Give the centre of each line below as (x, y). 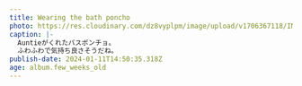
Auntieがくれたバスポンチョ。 (67, 43)
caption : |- (31, 34)
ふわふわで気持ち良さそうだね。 (68, 51)
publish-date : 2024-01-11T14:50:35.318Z (86, 59)
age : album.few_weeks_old (58, 68)
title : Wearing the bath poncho (70, 17)
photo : (22, 26)
